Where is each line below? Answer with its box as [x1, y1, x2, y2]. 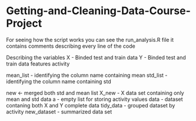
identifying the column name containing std [6, 78, 112, 85]
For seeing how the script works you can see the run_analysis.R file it [6, 36, 174, 43]
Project [6, 17, 42, 30]
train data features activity [6, 60, 70, 67]
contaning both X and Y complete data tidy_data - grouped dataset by [6, 102, 175, 109]
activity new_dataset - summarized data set [6, 108, 112, 115]
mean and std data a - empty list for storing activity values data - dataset [6, 96, 184, 103]
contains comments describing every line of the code [6, 42, 135, 50]
